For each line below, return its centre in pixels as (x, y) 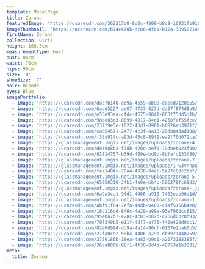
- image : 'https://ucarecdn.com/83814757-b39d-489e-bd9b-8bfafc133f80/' (106, 154)
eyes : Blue (20, 92)
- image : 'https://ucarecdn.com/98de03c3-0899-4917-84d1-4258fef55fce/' (106, 120)
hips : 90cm (20, 69)
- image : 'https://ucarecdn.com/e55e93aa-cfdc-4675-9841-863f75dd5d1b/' (106, 114)
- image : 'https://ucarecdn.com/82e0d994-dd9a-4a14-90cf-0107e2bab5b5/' (106, 228)
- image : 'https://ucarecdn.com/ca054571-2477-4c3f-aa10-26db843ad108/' (106, 131)
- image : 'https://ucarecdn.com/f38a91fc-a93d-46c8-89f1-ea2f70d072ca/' (106, 137)
